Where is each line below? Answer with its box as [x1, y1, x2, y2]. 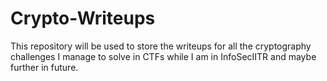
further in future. [10, 61, 79, 73]
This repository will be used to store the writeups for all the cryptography [10, 40, 312, 52]
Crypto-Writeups [10, 7, 156, 30]
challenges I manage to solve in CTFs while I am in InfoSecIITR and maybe [10, 50, 317, 62]
